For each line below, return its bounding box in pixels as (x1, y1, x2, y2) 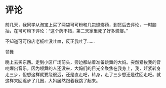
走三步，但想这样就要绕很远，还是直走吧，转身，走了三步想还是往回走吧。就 (5, 71, 161, 77)
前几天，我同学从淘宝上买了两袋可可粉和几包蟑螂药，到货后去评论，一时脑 (5, 22, 157, 28)
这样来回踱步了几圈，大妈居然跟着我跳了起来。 (5, 77, 100, 84)
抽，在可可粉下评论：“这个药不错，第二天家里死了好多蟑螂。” (5, 28, 128, 33)
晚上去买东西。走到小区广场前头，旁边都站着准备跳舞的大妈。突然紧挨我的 (5, 59, 157, 65)
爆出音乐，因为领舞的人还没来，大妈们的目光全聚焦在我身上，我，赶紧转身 (9, 65, 161, 71)
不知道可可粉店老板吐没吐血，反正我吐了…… (5, 38, 95, 44)
